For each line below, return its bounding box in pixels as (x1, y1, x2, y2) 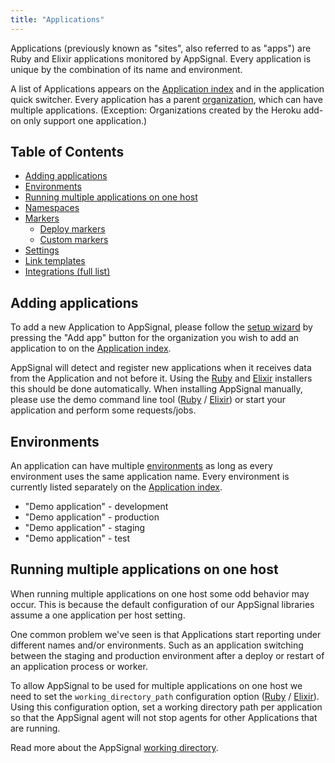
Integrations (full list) (24, 266, 111, 278)
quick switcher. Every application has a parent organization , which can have (10, 93, 323, 105)
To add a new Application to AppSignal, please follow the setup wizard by (10, 321, 313, 333)
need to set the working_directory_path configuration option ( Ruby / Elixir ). (10, 690, 320, 702)
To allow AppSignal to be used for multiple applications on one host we (10, 679, 303, 691)
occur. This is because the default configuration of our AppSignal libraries (10, 598, 315, 610)
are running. (10, 722, 61, 734)
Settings (24, 244, 60, 256)
